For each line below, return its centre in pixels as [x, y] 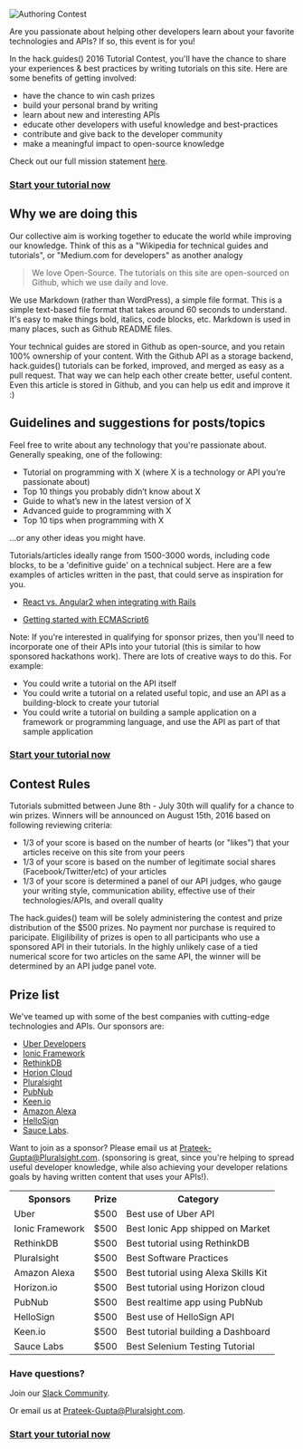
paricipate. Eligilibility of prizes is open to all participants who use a [135, 937]
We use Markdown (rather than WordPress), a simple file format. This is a [146, 300]
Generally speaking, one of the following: [86, 454]
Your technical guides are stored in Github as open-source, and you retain [147, 346]
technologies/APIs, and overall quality [93, 901]
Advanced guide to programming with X [97, 510]
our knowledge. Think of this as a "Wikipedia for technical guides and [139, 246]
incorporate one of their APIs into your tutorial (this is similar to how [135, 646]
